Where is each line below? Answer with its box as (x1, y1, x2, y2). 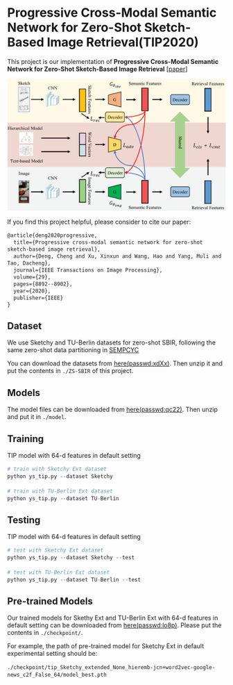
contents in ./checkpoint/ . (7, 629, 83, 637)
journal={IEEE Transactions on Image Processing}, (13, 266, 163, 274)
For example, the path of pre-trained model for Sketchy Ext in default (7, 642, 205, 650)
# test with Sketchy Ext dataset (7, 547, 104, 554)
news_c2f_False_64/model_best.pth (7, 672, 107, 679)
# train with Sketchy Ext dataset (7, 465, 107, 473)
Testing (7, 514, 41, 526)
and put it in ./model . (7, 413, 67, 421)
